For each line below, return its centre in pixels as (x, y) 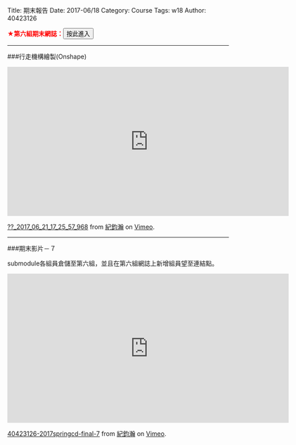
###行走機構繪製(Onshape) (47, 56)
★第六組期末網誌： (35, 33)
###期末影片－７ (32, 248)
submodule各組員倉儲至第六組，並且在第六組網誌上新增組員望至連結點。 (113, 263)
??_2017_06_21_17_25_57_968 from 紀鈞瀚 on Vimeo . (81, 227)
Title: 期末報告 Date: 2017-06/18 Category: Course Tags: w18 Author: (107, 10)
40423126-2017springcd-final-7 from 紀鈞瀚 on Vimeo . (87, 434)
